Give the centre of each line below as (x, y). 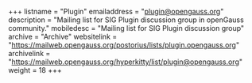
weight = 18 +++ (35, 70)
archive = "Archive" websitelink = (63, 36)
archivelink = (29, 53)
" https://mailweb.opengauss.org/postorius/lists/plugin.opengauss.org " (124, 45)
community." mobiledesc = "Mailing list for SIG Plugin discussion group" (126, 28)
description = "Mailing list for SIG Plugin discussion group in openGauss (126, 20)
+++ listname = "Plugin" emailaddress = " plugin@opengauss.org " (116, 11)
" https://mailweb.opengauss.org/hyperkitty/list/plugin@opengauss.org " (126, 62)
